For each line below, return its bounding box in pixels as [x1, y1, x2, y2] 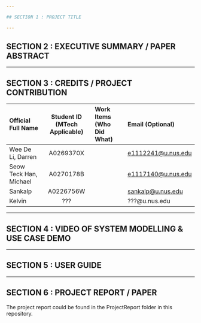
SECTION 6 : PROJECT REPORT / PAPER [6, 288, 157, 298]
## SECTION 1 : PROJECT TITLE [6, 14, 82, 20]
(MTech [55, 120, 78, 129]
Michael [9, 177, 32, 186]
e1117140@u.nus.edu [127, 170, 192, 179]
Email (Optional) [127, 120, 175, 129]
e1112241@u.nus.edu [127, 149, 192, 158]
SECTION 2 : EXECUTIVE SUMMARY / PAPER [6, 41, 176, 52]
